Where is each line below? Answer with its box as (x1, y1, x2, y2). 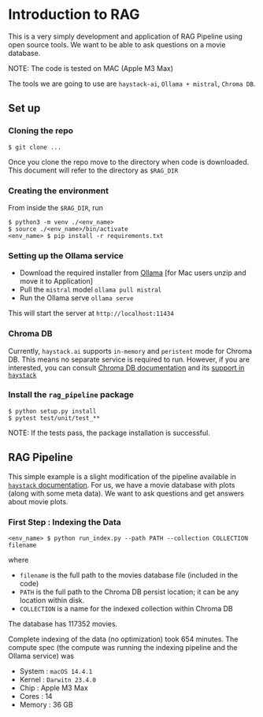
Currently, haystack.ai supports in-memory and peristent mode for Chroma (8, 346, 253, 355)
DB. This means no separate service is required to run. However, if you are (8, 355, 250, 364)
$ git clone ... (8, 143, 61, 151)
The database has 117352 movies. (8, 619, 118, 628)
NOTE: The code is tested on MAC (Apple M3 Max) (8, 63, 174, 72)
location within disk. (19, 595, 85, 604)
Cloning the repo (8, 125, 73, 136)
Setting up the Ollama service (8, 250, 124, 261)
